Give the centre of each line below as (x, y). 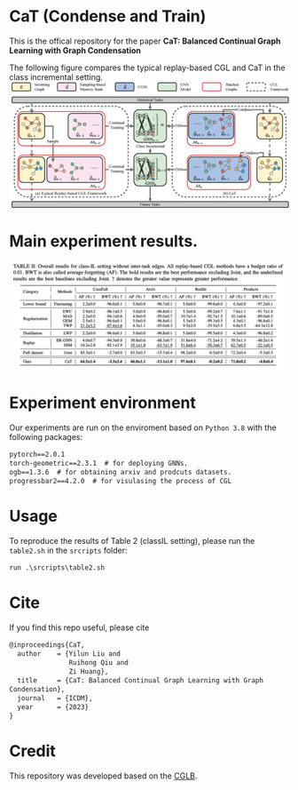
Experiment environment (103, 403)
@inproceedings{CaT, (47, 645)
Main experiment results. (103, 241)
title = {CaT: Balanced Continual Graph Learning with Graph (141, 680)
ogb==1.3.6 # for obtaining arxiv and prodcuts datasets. (121, 473)
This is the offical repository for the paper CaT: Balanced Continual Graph (145, 41)
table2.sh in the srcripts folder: (68, 551)
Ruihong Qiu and (98, 662)
